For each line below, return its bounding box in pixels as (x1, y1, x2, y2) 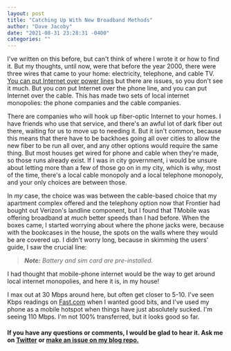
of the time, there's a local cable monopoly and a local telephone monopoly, (7, 171, 223, 180)
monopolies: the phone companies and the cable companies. (7, 99, 181, 107)
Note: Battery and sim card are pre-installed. (24, 256, 154, 265)
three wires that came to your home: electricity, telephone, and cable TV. (7, 70, 214, 78)
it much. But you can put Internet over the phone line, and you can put (7, 84, 207, 93)
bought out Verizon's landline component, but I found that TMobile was (7, 207, 210, 215)
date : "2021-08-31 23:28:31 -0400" (7, 29, 110, 37)
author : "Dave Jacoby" (7, 23, 73, 30)
